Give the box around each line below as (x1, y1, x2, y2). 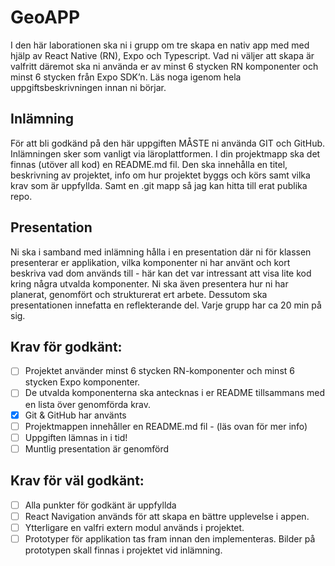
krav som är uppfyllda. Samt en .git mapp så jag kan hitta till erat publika (10, 179, 308, 191)
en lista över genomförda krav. (24, 398, 152, 410)
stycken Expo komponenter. (24, 376, 141, 388)
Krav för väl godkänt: (10, 472, 145, 490)
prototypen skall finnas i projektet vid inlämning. (24, 544, 223, 556)
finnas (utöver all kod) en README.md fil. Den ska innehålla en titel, (10, 158, 288, 170)
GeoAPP (10, 6, 81, 29)
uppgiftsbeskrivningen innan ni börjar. (10, 81, 167, 93)
